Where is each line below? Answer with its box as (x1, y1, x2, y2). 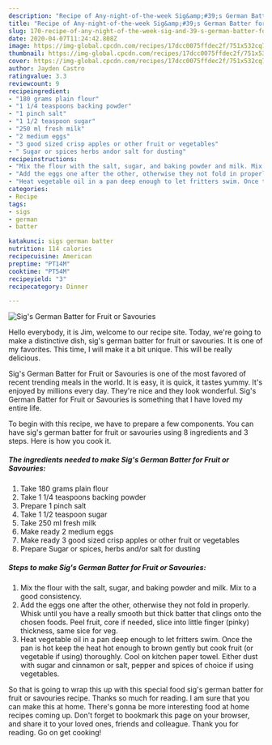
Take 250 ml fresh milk (19, 518, 97, 528)
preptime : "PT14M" (8, 260, 70, 268)
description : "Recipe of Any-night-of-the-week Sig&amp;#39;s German (8, 11, 249, 20)
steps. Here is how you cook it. (8, 436, 112, 446)
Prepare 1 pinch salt (19, 501, 87, 511)
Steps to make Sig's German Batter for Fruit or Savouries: (8, 562, 206, 572)
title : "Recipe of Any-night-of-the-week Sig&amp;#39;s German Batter (8, 19, 252, 28)
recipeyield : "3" (8, 275, 67, 283)
